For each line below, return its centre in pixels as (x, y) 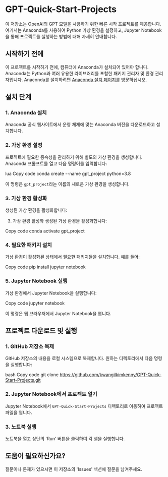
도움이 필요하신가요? (35, 456)
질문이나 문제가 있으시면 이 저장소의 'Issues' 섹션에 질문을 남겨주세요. (74, 469)
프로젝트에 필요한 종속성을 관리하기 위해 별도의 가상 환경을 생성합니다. (74, 157)
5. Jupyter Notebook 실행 (36, 281)
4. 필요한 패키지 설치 (29, 245)
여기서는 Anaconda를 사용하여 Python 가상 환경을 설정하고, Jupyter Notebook (83, 30)
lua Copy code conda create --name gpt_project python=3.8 (68, 173)
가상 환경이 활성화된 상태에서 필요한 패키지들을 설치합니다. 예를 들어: (72, 257)
